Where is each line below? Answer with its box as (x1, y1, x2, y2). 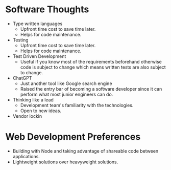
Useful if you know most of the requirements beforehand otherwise (20, 58, 162, 65)
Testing (12, 37, 29, 43)
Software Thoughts (5, 4, 89, 15)
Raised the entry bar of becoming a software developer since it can (20, 86, 162, 92)
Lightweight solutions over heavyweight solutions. (12, 159, 118, 165)
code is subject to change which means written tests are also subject (20, 64, 166, 70)
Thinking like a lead (12, 96, 54, 103)
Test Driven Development (12, 53, 66, 59)
